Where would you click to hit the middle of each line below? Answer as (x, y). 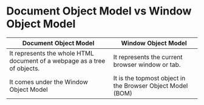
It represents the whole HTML (52, 53)
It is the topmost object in (149, 78)
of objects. (25, 68)
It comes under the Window (49, 81)
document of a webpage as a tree (57, 60)
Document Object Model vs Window (99, 11)
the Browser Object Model (151, 86)
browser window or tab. (147, 65)
